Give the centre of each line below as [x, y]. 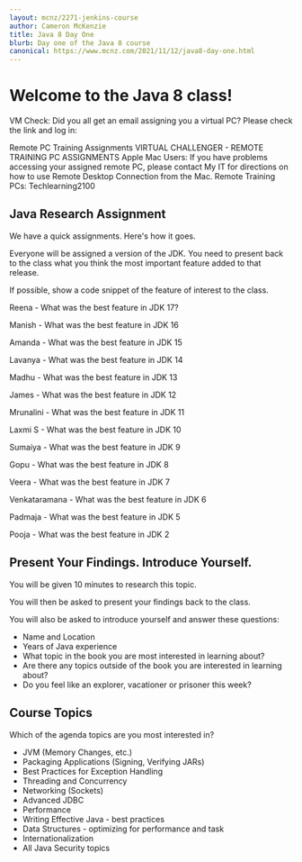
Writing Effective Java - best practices [93, 819]
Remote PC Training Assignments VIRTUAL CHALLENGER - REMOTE [136, 148]
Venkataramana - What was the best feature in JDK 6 [108, 499]
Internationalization [58, 838]
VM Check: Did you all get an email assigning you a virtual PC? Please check [151, 121]
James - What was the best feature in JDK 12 [93, 395]
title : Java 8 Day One [52, 34]
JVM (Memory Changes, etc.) [77, 752]
